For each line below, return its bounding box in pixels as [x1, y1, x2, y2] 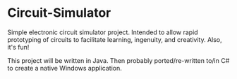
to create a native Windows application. [7, 64, 122, 72]
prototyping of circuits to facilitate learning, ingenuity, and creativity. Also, [7, 35, 222, 43]
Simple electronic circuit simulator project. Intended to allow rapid [7, 28, 199, 36]
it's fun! [7, 43, 30, 51]
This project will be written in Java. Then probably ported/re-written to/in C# [7, 56, 230, 64]
